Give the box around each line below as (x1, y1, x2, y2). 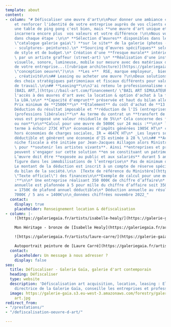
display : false (14, 258, 47, 263)
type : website (10, 277, 40, 282)
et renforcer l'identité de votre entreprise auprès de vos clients (14, 21, 163, 27)
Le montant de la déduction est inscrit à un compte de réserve (14, 163, 154, 169)
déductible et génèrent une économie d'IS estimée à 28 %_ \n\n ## (14, 135, 156, 141)
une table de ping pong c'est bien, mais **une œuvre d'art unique (14, 26, 160, 32)
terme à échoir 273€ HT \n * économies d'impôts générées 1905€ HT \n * (14, 126, 163, 131)
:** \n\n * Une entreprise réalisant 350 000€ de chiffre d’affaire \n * (14, 178, 165, 183)
